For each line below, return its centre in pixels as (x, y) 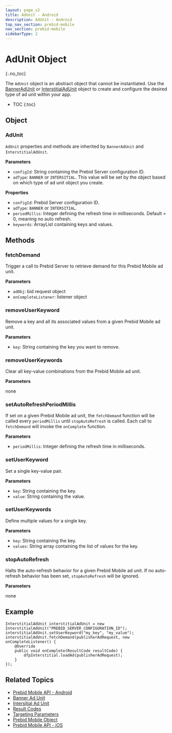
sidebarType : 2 (22, 34)
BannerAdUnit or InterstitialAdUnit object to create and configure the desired (86, 89)
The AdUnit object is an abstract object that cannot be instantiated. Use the (85, 83)
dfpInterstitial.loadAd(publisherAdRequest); (73, 655)
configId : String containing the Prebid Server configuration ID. (79, 171)
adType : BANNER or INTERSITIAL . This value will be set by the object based (89, 177)
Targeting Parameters (36, 714)
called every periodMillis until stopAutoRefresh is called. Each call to (79, 421)
